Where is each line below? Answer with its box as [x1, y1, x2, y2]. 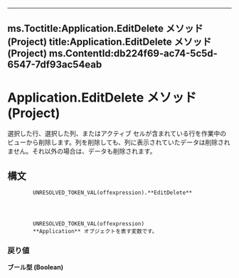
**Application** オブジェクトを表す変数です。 [33, 228, 158, 235]
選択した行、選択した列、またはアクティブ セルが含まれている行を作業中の [7, 129, 226, 138]
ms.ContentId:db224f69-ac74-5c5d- [48, 48, 218, 60]
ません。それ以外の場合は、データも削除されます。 [7, 147, 156, 156]
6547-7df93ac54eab [7, 58, 102, 71]
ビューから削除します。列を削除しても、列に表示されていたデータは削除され [7, 138, 230, 146]
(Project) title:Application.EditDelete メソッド [7, 36, 212, 48]
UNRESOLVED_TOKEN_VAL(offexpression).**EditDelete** [33, 189, 193, 196]
